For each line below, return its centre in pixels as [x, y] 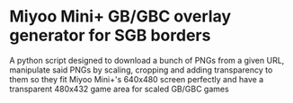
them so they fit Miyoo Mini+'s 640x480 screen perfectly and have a [137, 79]
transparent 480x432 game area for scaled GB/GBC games [119, 89]
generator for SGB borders [110, 35]
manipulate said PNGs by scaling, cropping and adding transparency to [141, 70]
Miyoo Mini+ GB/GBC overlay [120, 17]
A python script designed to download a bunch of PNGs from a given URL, [147, 60]
